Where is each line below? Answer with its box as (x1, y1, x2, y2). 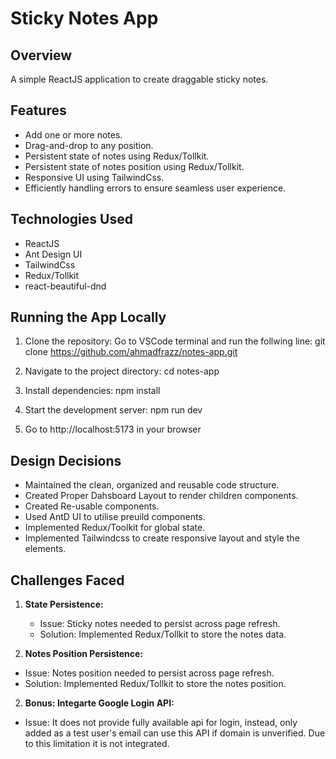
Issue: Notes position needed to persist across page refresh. (24, 667, 275, 679)
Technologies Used (10, 211, 133, 228)
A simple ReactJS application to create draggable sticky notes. (10, 73, 269, 85)
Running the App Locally (10, 309, 167, 326)
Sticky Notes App (10, 7, 159, 30)
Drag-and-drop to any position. (24, 139, 154, 151)
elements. (24, 543, 67, 555)
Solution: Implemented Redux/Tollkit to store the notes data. (39, 628, 287, 641)
